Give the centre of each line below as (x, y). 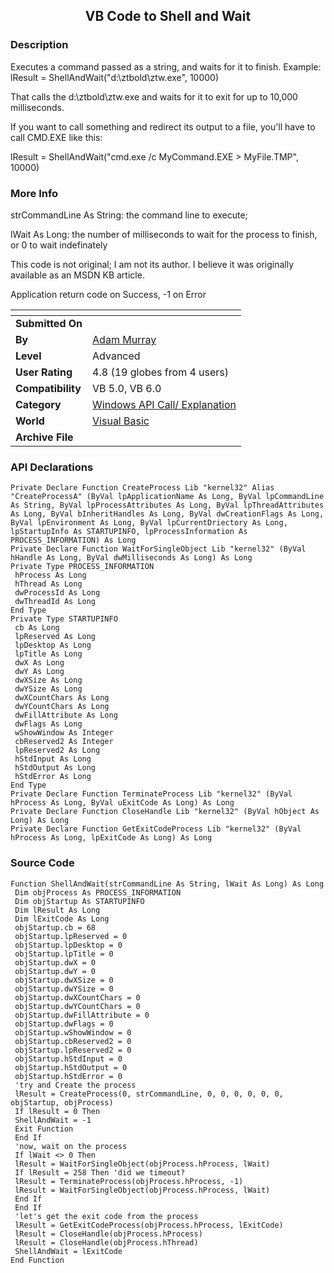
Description (39, 45)
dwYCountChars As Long (62, 707)
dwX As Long (39, 663)
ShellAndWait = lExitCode (68, 1251)
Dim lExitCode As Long (62, 919)
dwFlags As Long (48, 724)
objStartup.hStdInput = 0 (68, 1059)
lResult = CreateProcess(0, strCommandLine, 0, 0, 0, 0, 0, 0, (149, 1094)
